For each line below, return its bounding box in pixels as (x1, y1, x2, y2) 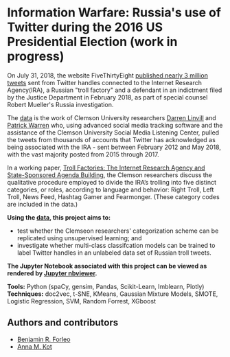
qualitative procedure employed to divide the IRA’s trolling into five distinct (7, 178, 216, 186)
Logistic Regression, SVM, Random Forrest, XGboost (7, 297, 157, 305)
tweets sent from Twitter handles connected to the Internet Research (7, 78, 203, 87)
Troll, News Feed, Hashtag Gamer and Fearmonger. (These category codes (7, 192, 220, 200)
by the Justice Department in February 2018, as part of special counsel (7, 93, 208, 101)
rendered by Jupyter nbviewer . (7, 269, 97, 277)
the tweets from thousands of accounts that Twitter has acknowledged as (7, 135, 216, 143)
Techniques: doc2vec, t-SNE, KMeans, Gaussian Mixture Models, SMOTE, (7, 290, 218, 298)
